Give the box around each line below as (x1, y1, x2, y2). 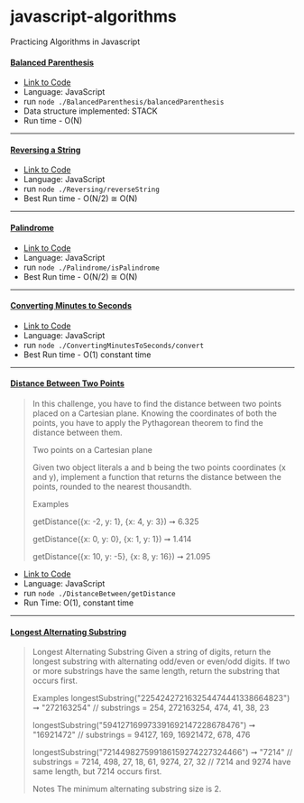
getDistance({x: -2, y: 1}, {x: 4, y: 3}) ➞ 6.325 (32, 516, 199, 527)
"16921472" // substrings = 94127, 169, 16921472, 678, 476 (32, 729, 251, 741)
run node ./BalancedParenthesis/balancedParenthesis (23, 97, 225, 107)
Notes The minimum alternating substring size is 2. (32, 783, 222, 795)
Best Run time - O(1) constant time (23, 349, 152, 360)
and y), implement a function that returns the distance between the (32, 471, 282, 482)
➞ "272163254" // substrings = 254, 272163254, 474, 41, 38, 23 (32, 702, 270, 714)
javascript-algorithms (10, 6, 177, 27)
